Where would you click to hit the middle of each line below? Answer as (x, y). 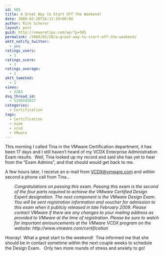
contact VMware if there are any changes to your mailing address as (84, 213)
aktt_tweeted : (20, 78)
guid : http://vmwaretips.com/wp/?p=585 (46, 32)
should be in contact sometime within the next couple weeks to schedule (79, 243)
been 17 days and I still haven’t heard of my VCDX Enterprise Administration (81, 152)
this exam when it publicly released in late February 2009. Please (80, 207)
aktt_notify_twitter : (27, 42)
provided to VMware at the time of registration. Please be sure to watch (87, 218)
